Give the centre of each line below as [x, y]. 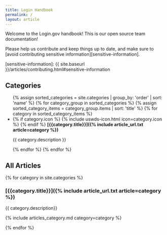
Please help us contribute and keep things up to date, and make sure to [80, 49]
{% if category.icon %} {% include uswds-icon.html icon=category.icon [87, 119]
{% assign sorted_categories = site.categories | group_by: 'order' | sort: [87, 98]
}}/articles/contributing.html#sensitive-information [58, 69]
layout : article [22, 19]
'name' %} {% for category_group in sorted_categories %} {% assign [85, 103]
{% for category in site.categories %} [44, 178]
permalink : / [19, 15]
